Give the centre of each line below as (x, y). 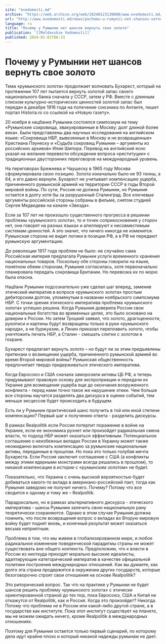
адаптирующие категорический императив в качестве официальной (78, 559)
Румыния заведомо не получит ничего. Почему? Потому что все (74, 487)
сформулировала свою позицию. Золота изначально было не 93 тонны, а (83, 173)
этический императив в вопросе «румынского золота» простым (74, 292)
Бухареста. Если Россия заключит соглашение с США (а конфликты (77, 457)
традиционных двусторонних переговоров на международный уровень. (82, 159)
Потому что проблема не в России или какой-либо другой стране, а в (79, 605)
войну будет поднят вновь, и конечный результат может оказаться (76, 523)
